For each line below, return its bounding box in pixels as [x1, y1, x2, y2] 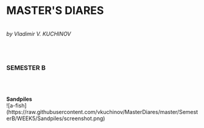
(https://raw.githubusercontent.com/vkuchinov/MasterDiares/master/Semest [6, 109, 199, 116]
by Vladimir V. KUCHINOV [6, 30, 71, 37]
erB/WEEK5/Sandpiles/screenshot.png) [6, 115, 105, 122]
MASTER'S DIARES [6, 4, 104, 18]
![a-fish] [6, 102, 27, 109]
